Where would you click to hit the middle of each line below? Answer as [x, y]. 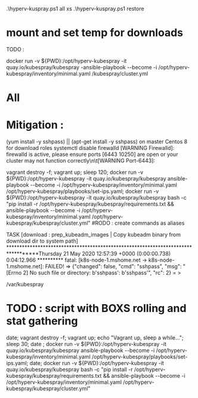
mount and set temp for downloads [95, 33]
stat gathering [42, 321]
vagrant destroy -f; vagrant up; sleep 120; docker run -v [75, 172]
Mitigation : [35, 125]
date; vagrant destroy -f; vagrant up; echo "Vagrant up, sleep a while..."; [95, 338]
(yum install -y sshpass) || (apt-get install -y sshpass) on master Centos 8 [97, 142]
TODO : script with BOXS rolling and [96, 309]
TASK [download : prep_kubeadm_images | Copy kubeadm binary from [93, 235]
